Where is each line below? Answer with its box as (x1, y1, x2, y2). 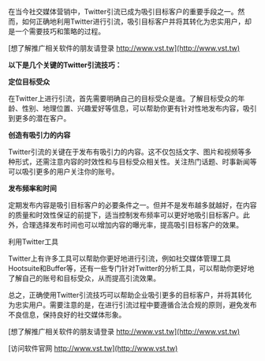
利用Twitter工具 (8, 237, 59, 246)
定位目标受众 (8, 77, 50, 86)
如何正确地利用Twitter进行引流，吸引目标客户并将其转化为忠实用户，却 (21, 17, 252, 26)
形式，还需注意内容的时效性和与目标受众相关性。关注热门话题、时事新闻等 (14, 157, 257, 166)
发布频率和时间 (8, 184, 57, 193)
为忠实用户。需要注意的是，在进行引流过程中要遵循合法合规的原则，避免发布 (8, 300, 257, 310)
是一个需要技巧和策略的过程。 (8, 27, 105, 36)
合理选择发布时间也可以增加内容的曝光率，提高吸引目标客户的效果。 (21, 220, 243, 229)
